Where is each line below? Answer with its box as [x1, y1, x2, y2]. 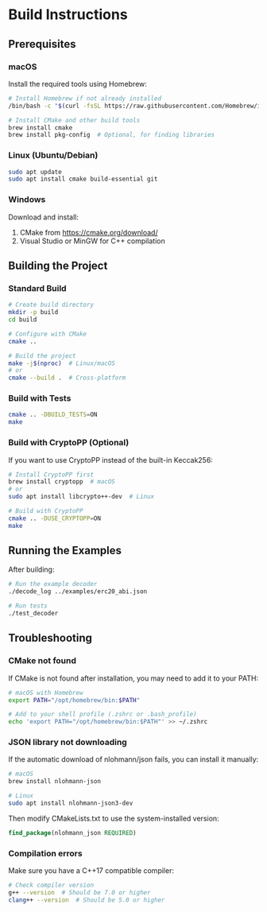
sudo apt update [8, 168, 62, 176]
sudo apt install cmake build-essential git [8, 175, 158, 184]
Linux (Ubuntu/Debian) [8, 149, 99, 161]
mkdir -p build [8, 309, 59, 316]
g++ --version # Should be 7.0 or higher [8, 888, 151, 896]
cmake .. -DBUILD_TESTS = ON [8, 411, 98, 419]
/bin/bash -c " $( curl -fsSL [8, 102, 102, 110]
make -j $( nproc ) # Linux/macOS [8, 359, 115, 367]
